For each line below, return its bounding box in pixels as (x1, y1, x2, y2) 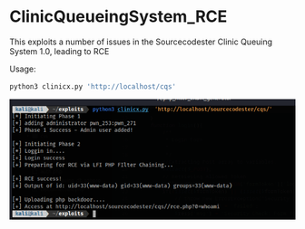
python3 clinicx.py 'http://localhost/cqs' (9, 81, 177, 91)
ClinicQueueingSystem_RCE (9, 6, 228, 27)
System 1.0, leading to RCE (9, 45, 110, 56)
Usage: (9, 63, 36, 74)
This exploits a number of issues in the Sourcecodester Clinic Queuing (9, 36, 273, 47)
